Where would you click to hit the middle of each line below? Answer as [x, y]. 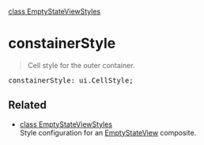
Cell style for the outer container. [81, 65]
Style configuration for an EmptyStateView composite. [108, 132]
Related [28, 105]
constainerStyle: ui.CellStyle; [71, 80]
